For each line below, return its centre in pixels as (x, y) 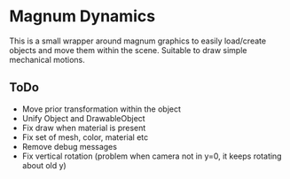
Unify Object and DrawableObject (83, 118)
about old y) (44, 165)
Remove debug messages (70, 146)
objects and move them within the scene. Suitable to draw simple (128, 50)
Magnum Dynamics (82, 16)
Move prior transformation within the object (102, 109)
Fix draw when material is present (84, 128)
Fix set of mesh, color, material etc (85, 137)
